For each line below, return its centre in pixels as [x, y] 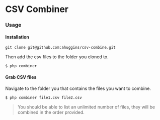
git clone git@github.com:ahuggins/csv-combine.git [60, 48]
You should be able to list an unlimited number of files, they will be [86, 107]
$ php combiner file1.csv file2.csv [44, 97]
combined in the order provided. [51, 112]
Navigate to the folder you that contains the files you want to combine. [78, 88]
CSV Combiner [37, 9]
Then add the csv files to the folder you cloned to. [57, 57]
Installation [17, 37]
